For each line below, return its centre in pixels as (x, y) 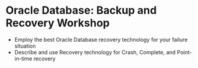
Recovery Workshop (58, 23)
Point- (184, 52)
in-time (23, 58)
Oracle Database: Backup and (81, 10)
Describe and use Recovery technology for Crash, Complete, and (95, 52)
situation (25, 46)
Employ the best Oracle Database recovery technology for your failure (101, 39)
